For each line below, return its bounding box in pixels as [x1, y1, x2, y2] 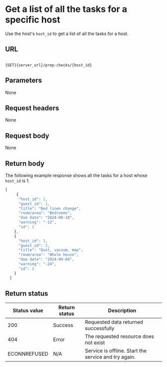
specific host [5, 14, 61, 25]
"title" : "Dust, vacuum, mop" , [18, 248, 83, 253]
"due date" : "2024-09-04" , [18, 257, 75, 262]
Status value [12, 307, 43, 314]
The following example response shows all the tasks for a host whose [5, 173, 148, 178]
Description [108, 307, 137, 314]
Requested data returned [84, 319, 143, 326]
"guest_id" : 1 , [18, 201, 50, 206]
